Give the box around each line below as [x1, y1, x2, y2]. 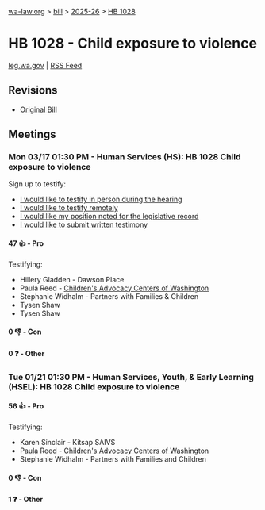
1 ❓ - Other [8, 495, 44, 504]
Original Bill [19, 105, 58, 114]
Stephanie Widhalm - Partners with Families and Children [19, 454, 206, 463]
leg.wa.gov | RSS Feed [8, 60, 83, 70]
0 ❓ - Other [8, 348, 45, 358]
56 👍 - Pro [8, 401, 44, 411]
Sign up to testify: [8, 179, 66, 189]
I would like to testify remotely [19, 203, 119, 213]
